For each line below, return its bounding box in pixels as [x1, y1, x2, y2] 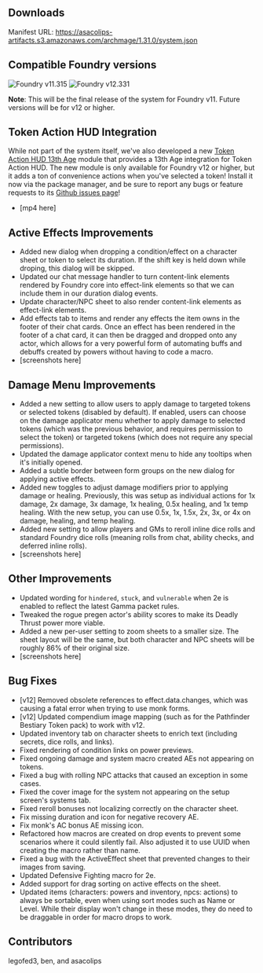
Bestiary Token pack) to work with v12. [19, 720, 145, 729]
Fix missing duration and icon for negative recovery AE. [19, 812, 199, 821]
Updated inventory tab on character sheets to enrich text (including [19, 729, 238, 738]
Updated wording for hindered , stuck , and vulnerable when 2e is [19, 593, 229, 602]
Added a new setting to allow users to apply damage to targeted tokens [19, 399, 251, 409]
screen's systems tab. [19, 795, 92, 805]
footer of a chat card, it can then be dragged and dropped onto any [19, 330, 237, 340]
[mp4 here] [19, 204, 57, 213]
